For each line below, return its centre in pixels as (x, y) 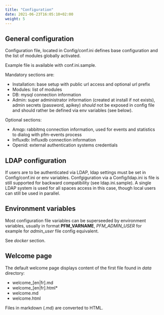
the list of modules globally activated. (43, 56)
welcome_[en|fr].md (33, 283)
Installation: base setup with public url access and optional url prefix (81, 85)
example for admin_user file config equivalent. (52, 231)
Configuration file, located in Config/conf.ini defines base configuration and (82, 51)
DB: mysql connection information (46, 95)
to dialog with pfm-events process (47, 135)
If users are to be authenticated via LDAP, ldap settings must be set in (76, 172)
